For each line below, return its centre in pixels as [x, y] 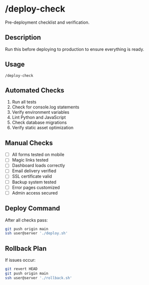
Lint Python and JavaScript [39, 118]
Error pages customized [36, 187]
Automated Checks [35, 90]
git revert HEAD [21, 269]
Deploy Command [33, 208]
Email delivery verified [34, 171]
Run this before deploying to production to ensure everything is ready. [75, 49]
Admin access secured [35, 193]
